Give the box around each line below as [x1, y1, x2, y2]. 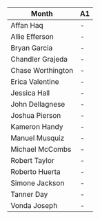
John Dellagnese [10, 100, 66, 109]
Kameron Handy [10, 122, 63, 131]
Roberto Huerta [10, 167, 61, 176]
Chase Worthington [10, 66, 74, 75]
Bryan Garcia [10, 43, 53, 53]
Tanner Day [10, 190, 48, 199]
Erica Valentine [10, 77, 60, 86]
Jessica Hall [10, 88, 50, 98]
